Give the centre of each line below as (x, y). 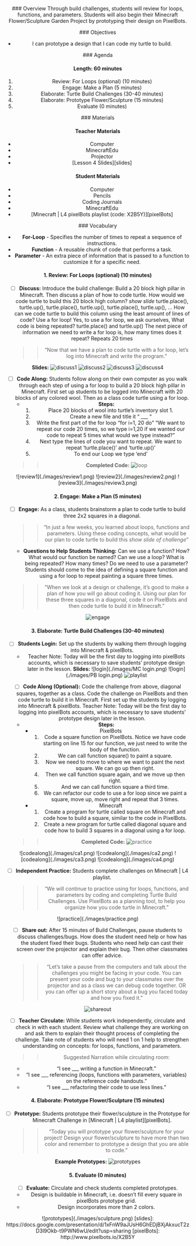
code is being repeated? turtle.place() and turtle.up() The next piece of (102, 326)
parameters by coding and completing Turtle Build (116, 895)
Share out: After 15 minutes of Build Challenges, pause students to (102, 930)
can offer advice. (102, 955)
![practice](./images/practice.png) (98, 918)
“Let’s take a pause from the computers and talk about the (116, 966)
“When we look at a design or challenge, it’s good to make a (116, 587)
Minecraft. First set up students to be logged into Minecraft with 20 (102, 391)
